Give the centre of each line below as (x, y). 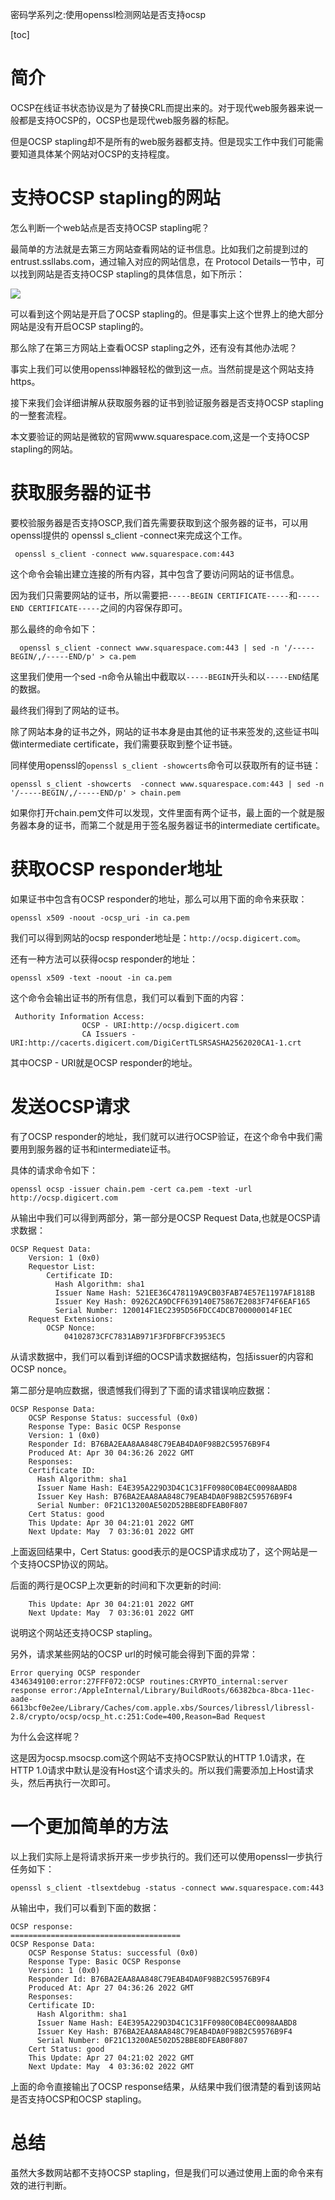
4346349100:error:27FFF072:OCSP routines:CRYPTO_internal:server (149, 1681)
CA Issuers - (109, 1034)
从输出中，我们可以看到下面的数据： (85, 1907)
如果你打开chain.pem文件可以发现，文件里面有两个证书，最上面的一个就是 (163, 812)
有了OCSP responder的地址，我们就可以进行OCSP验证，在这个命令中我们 (162, 1136)
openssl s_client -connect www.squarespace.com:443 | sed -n (149, 648)
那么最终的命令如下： (54, 629)
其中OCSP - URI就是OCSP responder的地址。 (104, 1062)
